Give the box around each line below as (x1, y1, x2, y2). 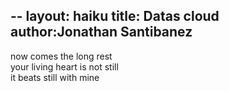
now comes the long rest (10, 50, 113, 62)
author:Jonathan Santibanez (10, 24, 193, 41)
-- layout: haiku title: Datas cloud (10, 8, 220, 25)
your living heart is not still (10, 60, 119, 73)
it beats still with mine (10, 71, 100, 83)
